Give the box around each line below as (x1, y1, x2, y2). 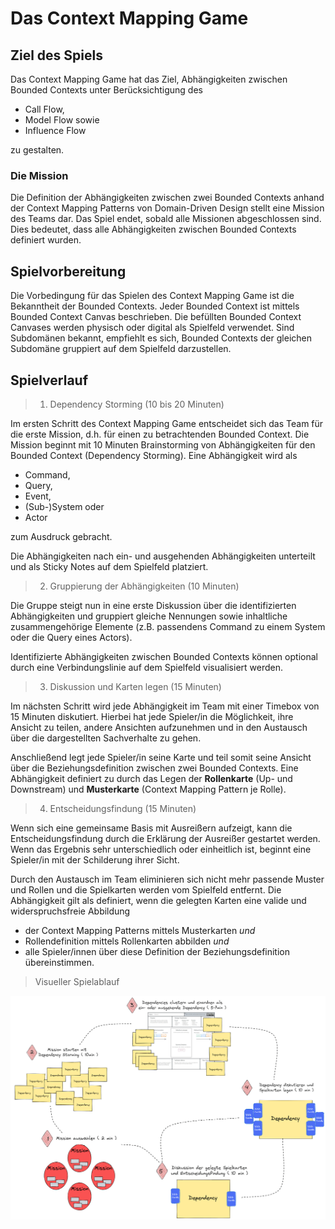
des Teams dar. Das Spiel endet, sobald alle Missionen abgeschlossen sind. (10, 213, 322, 225)
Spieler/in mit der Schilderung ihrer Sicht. (10, 853, 180, 866)
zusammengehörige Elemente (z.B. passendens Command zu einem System (10, 620, 326, 632)
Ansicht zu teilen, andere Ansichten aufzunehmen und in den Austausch (10, 721, 308, 733)
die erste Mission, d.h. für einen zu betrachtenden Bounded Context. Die (10, 428, 310, 440)
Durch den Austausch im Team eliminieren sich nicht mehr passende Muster (10, 873, 325, 885)
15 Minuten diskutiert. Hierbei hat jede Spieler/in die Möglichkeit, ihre (10, 710, 294, 722)
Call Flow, (24, 103, 65, 115)
